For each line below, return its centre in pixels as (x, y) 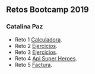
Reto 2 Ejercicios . (36, 46)
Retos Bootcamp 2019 (47, 10)
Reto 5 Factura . (33, 65)
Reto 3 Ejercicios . (36, 52)
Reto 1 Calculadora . (38, 39)
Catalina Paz (25, 27)
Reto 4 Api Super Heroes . (46, 58)
